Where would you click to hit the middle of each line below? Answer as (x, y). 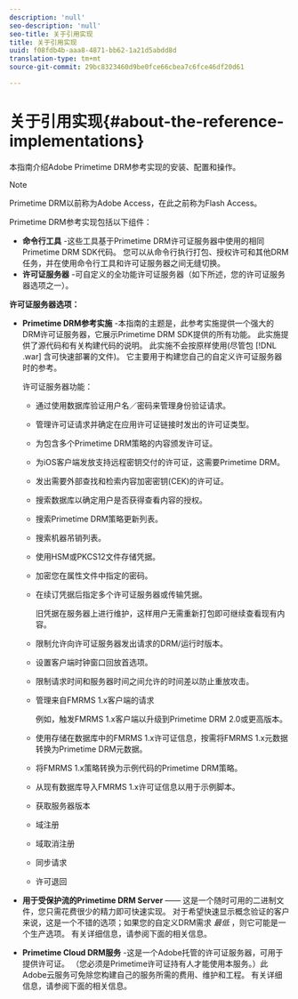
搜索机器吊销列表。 (71, 537)
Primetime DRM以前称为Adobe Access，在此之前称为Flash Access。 (136, 203)
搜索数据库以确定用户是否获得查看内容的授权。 (121, 500)
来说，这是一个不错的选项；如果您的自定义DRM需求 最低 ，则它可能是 (150, 922)
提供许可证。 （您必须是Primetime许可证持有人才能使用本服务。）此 (145, 963)
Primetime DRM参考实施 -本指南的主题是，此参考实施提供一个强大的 (148, 323)
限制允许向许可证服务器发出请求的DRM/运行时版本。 (132, 643)
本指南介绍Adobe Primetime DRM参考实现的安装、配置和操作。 (125, 166)
